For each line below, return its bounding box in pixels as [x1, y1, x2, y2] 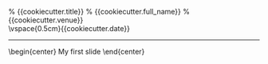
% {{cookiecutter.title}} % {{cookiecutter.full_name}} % [8, 7, 190, 16]
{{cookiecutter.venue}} [8, 15, 84, 25]
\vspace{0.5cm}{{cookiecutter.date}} [8, 24, 130, 33]
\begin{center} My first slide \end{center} [8, 47, 145, 56]
